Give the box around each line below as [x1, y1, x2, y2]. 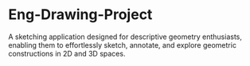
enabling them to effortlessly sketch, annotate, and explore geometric [8, 40, 237, 49]
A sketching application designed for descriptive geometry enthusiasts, [8, 32, 243, 41]
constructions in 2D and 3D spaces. [8, 49, 126, 58]
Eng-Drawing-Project [8, 6, 153, 24]
